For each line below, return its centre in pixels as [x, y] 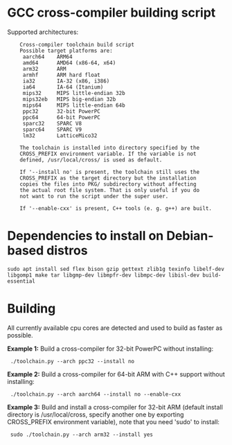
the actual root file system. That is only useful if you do [109, 190]
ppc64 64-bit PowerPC [61, 117]
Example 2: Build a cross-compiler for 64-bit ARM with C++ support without [116, 374]
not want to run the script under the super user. [94, 196]
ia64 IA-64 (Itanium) [63, 87]
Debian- [190, 236]
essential [21, 281]
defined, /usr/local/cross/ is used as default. [91, 160]
